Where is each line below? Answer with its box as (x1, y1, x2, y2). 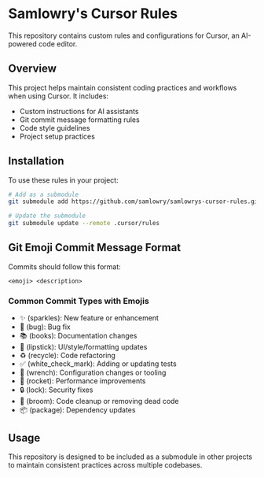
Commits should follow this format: (8, 261, 122, 272)
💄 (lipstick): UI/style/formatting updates (19, 342, 148, 352)
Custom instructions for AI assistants (19, 106, 139, 116)
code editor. (38, 39, 78, 48)
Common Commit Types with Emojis (8, 295, 149, 306)
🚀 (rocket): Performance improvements (19, 376, 146, 386)
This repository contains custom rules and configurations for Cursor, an (8, 31, 240, 40)
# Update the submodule (8, 212, 86, 220)
